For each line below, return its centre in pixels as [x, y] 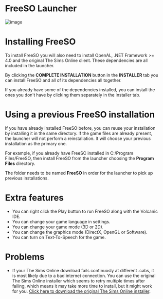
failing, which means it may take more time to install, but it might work [82, 286]
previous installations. [27, 178]
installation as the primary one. [36, 143]
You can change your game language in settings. [61, 221]
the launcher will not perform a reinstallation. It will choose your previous [78, 138]
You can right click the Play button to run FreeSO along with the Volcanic [85, 211]
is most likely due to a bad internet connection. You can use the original [84, 276]
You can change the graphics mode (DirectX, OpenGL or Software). [80, 232]
